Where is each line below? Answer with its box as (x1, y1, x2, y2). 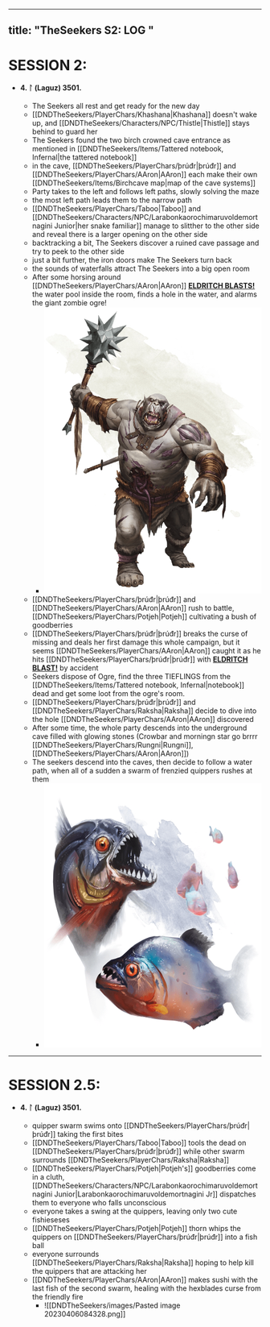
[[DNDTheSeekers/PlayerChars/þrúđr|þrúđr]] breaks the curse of (31, 629, 248, 638)
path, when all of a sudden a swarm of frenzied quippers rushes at (31, 766, 253, 775)
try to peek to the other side (31, 247, 125, 256)
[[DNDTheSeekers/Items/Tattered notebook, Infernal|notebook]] (31, 680, 245, 690)
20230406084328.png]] (43, 1308, 126, 1318)
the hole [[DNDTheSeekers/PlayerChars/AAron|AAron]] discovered (31, 715, 255, 724)
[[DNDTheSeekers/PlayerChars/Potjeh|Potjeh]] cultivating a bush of (31, 612, 257, 621)
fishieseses (31, 1214, 70, 1225)
